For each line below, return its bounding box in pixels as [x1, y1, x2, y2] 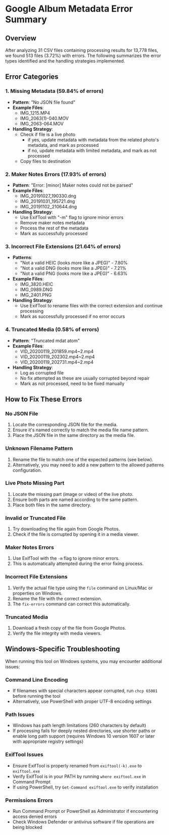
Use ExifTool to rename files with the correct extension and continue [20, 303, 163, 309]
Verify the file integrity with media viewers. [12, 630, 102, 636]
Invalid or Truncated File [5, 514, 66, 521]
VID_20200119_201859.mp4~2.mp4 [20, 348, 94, 354]
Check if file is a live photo [20, 131, 76, 137]
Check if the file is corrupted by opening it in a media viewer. [12, 531, 139, 537]
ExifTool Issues [5, 751, 44, 758]
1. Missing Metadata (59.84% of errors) [5, 88, 104, 95]
